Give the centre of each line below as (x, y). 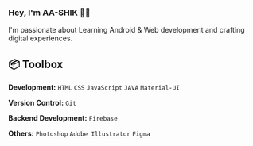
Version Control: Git (43, 103)
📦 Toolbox (36, 64)
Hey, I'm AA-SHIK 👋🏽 (50, 13)
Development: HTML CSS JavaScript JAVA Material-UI (94, 87)
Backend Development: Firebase (63, 118)
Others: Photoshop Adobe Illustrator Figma (79, 133)
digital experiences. (41, 38)
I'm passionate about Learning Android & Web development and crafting (127, 30)
